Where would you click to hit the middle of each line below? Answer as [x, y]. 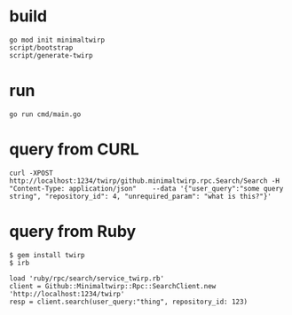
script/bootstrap [41, 47]
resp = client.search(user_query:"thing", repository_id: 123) [129, 302]
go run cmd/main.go [45, 114]
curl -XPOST [31, 173]
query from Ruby [73, 232]
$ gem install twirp [47, 255]
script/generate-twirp [51, 55]
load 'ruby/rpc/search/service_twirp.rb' [87, 278]
